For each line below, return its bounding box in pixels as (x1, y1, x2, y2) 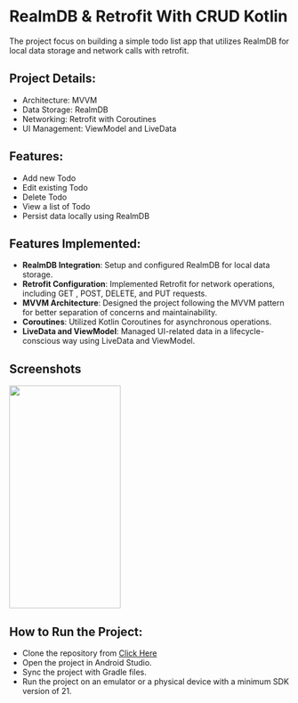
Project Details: (9, 71, 96, 86)
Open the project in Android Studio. (21, 658, 153, 667)
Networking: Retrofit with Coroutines (21, 113, 157, 124)
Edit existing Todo (21, 182, 89, 192)
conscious (21, 336, 60, 347)
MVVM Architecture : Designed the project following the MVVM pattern (21, 298, 285, 308)
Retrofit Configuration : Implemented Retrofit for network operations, (21, 279, 276, 290)
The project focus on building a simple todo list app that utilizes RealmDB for (9, 36, 290, 46)
